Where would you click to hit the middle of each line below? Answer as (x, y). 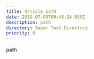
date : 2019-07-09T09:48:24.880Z (46, 17)
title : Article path (31, 11)
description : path (28, 22)
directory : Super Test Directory (47, 28)
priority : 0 (21, 33)
